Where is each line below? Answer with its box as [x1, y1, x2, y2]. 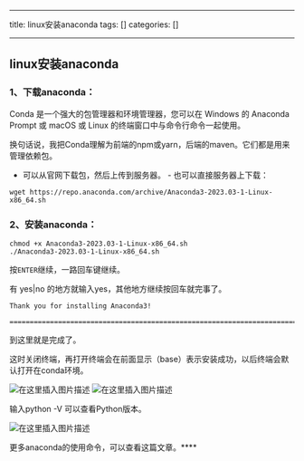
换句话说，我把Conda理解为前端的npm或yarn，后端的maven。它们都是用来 [9, 139, 290, 149]
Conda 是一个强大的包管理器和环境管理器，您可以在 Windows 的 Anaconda [9, 108, 290, 119]
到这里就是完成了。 [9, 334, 81, 345]
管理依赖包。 [9, 150, 57, 161]
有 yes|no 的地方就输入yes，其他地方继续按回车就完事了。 [9, 283, 227, 294]
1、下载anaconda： [9, 86, 96, 99]
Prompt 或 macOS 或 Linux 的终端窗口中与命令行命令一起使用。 [9, 120, 246, 130]
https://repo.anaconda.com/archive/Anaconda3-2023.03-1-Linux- [29, 187, 273, 197]
